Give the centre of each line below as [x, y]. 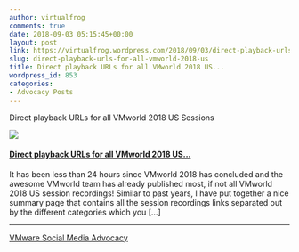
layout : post [33, 42]
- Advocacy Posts [41, 92]
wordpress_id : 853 [43, 76]
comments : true [37, 26]
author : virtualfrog [48, 17]
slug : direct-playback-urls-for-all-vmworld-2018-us [109, 59]
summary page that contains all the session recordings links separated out [146, 202]
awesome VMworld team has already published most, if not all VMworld [141, 183]
